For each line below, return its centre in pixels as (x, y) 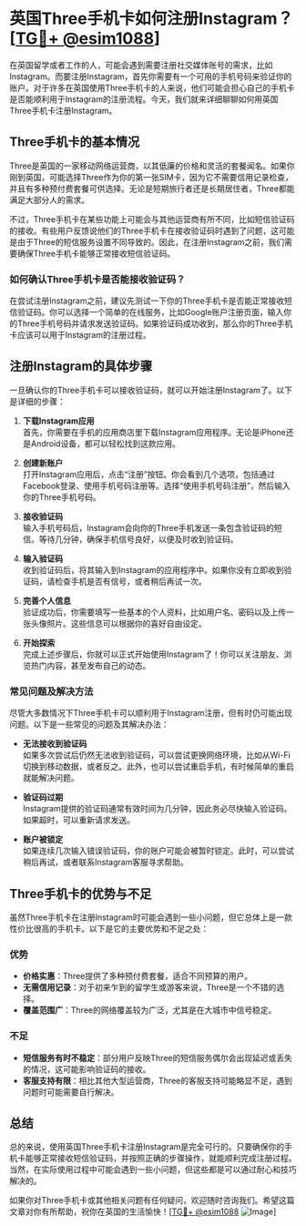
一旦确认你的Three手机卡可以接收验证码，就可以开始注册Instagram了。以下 (151, 390)
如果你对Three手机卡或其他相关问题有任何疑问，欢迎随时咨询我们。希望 (144, 1200)
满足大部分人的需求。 (49, 199)
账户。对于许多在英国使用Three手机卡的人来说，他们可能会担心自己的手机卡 (152, 87)
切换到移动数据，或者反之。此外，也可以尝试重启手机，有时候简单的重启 (158, 767)
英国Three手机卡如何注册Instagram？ (152, 19)
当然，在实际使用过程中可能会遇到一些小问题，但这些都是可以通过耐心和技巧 (153, 1170)
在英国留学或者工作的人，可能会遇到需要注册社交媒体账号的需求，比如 (141, 65)
